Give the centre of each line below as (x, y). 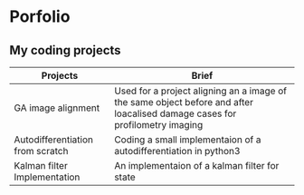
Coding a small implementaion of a (188, 140)
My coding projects (65, 50)
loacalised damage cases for (176, 113)
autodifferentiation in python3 (177, 151)
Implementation (47, 177)
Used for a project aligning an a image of (201, 91)
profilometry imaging (159, 125)
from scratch (41, 151)
